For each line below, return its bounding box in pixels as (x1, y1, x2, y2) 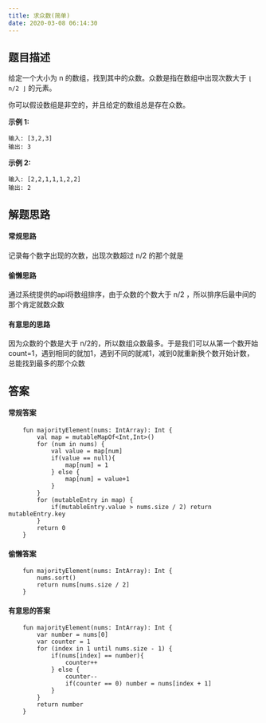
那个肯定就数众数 (8, 300, 65, 310)
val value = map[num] (50, 447, 123, 455)
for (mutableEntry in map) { (37, 496, 134, 504)
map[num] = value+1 (65, 475, 130, 483)
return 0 (37, 523, 66, 531)
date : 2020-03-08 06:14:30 (8, 19, 98, 27)
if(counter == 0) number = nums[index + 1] (65, 680, 213, 688)
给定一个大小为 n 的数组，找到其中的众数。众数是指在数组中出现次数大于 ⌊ (8, 73, 252, 83)
